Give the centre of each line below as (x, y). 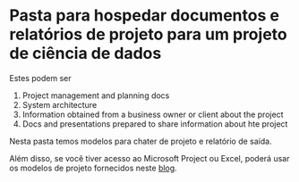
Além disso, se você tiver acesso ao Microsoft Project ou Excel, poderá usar (149, 158)
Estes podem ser (40, 78)
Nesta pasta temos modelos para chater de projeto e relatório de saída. (141, 141)
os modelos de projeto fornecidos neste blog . (93, 168)
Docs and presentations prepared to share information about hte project (155, 124)
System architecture (60, 104)
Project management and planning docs (96, 95)
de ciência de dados (85, 54)
